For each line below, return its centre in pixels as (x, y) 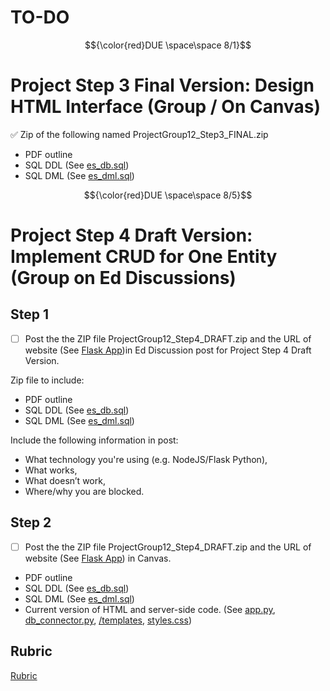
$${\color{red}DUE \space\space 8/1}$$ (168, 45)
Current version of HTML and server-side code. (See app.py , (150, 609)
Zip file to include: (47, 380)
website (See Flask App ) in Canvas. (98, 558)
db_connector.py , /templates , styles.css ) (108, 620)
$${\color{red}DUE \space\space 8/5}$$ (168, 195)
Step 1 (30, 314)
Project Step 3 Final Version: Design (162, 85)
